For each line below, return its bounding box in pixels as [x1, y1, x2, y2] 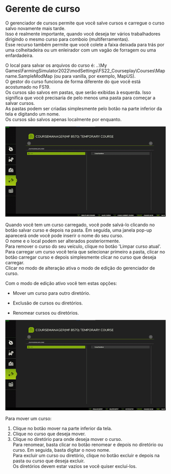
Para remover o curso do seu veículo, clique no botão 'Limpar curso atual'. [5, 243, 161, 249]
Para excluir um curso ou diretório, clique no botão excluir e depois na [12, 452, 160, 458]
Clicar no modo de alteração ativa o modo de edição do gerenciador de [5, 265, 155, 271]
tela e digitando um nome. [5, 110, 60, 117]
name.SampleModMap [5, 73, 53, 79]
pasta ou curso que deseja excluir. [12, 458, 85, 464]
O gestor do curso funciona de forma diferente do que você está [5, 78, 141, 85]
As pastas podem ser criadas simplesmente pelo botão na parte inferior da [5, 105, 162, 111]
